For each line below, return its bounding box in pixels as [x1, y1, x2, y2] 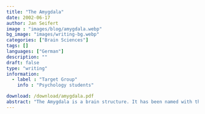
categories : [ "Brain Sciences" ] [6, 37, 88, 43]
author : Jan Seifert [6, 20, 59, 26]
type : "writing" [6, 65, 48, 72]
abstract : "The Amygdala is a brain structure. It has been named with [6, 99, 192, 105]
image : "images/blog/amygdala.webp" [6, 25, 103, 32]
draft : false [6, 59, 40, 65]
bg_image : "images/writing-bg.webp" [6, 32, 99, 38]
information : [6, 71, 40, 77]
